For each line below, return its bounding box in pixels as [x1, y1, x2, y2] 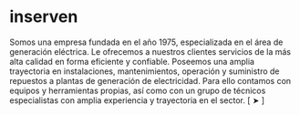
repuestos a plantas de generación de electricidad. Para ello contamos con [9, 75, 292, 86]
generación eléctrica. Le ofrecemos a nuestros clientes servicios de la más [9, 46, 292, 57]
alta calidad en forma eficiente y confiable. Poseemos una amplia [9, 56, 255, 67]
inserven [9, 6, 78, 27]
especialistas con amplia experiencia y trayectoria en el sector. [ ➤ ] [9, 94, 265, 106]
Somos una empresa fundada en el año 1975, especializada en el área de [9, 37, 284, 47]
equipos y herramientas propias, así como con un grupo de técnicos [9, 85, 266, 96]
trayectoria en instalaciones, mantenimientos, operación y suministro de [9, 66, 280, 77]
